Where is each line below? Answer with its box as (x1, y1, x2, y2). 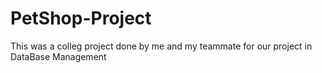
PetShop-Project (10, 7, 152, 30)
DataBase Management (10, 50, 107, 62)
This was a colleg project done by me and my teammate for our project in (10, 40, 313, 52)
